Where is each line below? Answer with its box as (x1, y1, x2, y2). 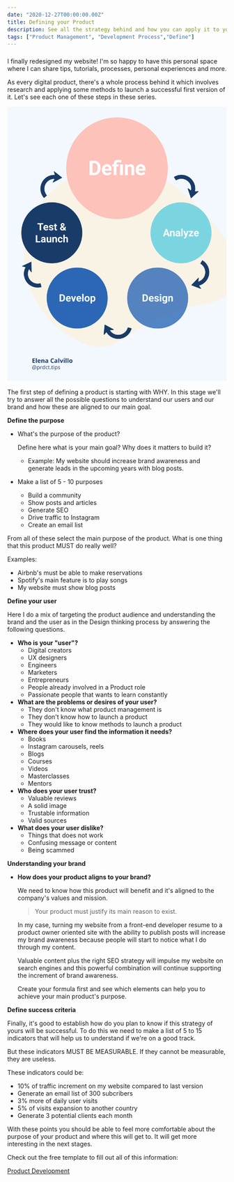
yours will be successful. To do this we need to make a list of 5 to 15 (7, 1027, 203, 1035)
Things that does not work (27, 831, 104, 839)
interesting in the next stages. (7, 1140, 93, 1149)
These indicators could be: (7, 1068, 84, 1077)
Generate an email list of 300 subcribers (17, 1089, 134, 1098)
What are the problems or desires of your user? (17, 698, 157, 706)
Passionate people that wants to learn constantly (27, 690, 169, 699)
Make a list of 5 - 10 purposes (17, 478, 103, 486)
